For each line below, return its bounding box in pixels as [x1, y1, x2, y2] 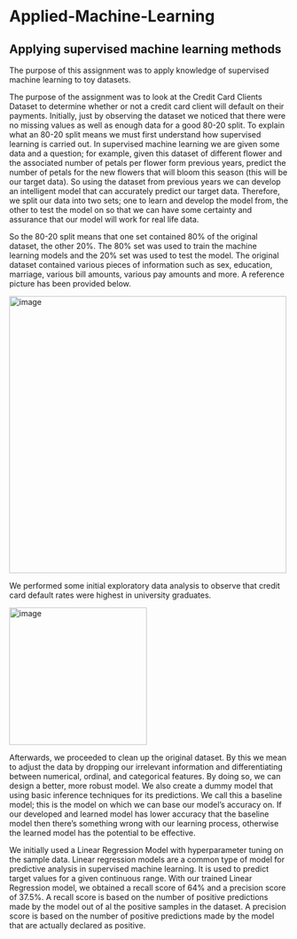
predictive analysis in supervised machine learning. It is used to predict [9, 864, 269, 874]
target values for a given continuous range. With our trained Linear [9, 873, 253, 883]
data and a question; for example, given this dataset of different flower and [9, 148, 283, 159]
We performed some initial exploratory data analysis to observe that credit [9, 581, 281, 591]
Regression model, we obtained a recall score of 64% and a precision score [9, 882, 286, 893]
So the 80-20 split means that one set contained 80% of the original [9, 231, 259, 241]
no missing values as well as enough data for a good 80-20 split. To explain [9, 120, 285, 130]
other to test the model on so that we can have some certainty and [9, 205, 253, 215]
